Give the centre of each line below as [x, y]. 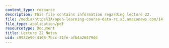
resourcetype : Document [30, 28]
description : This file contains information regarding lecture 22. [78, 14]
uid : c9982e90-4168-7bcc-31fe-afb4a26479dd [52, 38]
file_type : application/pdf [35, 24]
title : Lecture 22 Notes [31, 33]
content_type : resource [30, 10]
